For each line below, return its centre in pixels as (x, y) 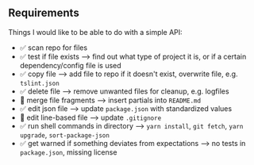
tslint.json (39, 83)
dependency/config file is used (70, 65)
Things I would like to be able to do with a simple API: (95, 32)
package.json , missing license (68, 152)
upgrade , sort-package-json (64, 135)
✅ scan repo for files (54, 48)
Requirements (44, 13)
